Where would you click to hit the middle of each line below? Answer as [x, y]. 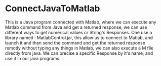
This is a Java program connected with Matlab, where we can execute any [81, 22]
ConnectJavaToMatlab [53, 9]
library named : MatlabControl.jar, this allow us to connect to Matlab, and [79, 38]
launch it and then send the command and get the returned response [75, 43]
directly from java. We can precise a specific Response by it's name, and [79, 53]
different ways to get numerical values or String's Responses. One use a [79, 32]
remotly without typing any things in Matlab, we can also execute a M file [79, 48]
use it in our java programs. [33, 58]
